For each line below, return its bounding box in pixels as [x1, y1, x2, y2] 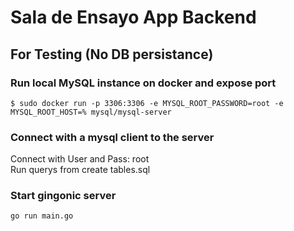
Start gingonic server [10, 189, 117, 203]
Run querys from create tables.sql [10, 164, 151, 176]
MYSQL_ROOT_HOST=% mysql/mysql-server [10, 107, 172, 117]
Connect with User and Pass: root [10, 153, 150, 165]
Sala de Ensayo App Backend [10, 6, 257, 29]
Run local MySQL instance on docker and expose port [10, 76, 277, 90]
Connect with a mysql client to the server [10, 130, 215, 144]
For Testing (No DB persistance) [10, 46, 214, 63]
